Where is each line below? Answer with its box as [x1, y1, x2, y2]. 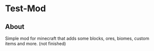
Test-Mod [5, 3, 46, 14]
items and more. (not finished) [5, 41, 66, 47]
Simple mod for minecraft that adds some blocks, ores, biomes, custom [5, 35, 150, 41]
